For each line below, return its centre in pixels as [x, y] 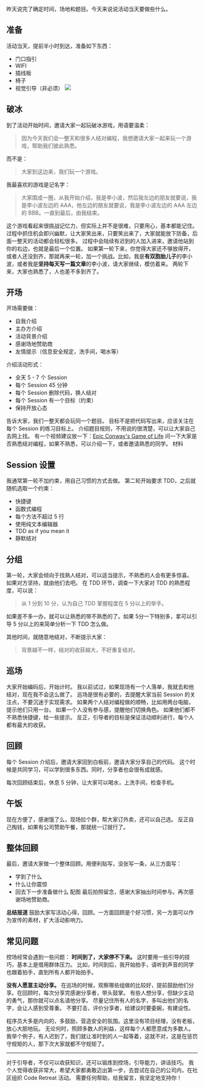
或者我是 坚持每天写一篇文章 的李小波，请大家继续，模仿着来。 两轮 [100, 263]
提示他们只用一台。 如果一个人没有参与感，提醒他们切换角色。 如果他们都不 [101, 710]
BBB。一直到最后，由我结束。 [66, 213]
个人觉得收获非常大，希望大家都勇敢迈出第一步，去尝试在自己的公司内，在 [99, 1070]
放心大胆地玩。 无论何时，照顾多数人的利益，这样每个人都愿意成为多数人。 [100, 1028]
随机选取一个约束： [30, 488]
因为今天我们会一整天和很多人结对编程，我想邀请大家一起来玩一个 [104, 138]
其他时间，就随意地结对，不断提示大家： [57, 637]
